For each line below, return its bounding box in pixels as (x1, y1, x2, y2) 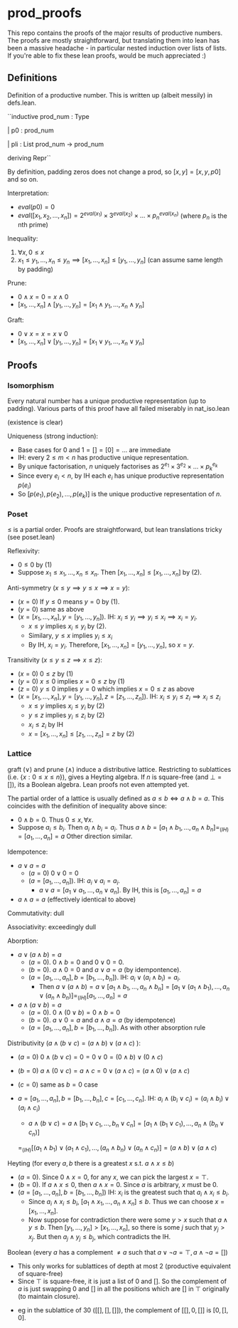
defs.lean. (7, 98, 37, 107)
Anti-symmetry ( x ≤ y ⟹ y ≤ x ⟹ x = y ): (7, 584, 130, 592)
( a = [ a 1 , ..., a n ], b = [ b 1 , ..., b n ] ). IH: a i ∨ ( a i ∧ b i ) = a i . (28, 973, 181, 983)
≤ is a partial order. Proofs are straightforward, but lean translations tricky (7, 526, 222, 534)
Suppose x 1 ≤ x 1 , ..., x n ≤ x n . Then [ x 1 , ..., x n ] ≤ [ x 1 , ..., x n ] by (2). (17, 568, 202, 578)
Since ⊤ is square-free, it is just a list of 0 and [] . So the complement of (17, 1277, 227, 1286)
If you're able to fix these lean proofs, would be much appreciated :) (7, 51, 207, 60)
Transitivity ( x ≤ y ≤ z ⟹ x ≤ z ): (7, 656, 103, 664)
